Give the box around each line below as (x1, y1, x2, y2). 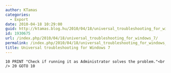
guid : (5, 26, 17, 31)
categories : (5, 12, 31, 17)
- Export (10, 17, 28, 22)
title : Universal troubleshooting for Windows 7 (5, 45, 110, 50)
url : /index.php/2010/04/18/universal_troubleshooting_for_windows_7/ (5, 36, 158, 41)
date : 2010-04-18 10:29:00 (5, 21, 63, 27)
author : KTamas (5, 7, 38, 13)
